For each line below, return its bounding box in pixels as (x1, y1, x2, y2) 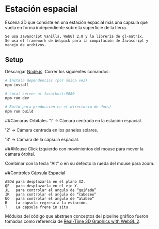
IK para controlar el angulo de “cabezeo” (5, 192, 96, 197)
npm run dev (5, 96, 29, 100)
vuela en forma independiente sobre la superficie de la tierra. (5, 24, 127, 30)
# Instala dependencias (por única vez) (5, 78, 88, 83)
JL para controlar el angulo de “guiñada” (5, 188, 96, 193)
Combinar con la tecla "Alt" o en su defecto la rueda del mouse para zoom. (5, 161, 155, 166)
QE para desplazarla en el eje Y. (5, 183, 79, 188)
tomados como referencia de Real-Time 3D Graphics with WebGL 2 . (5, 218, 141, 224)
